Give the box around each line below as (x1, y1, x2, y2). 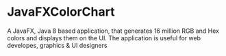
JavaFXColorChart (7, 4, 115, 20)
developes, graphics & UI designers (7, 41, 108, 49)
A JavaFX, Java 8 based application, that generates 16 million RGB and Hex (7, 27, 219, 35)
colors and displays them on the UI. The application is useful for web (7, 33, 201, 42)
